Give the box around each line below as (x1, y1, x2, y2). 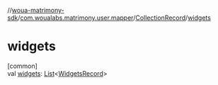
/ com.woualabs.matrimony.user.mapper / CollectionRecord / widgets (17, 13, 211, 22)
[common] (7, 62, 38, 70)
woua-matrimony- (11, 6, 65, 14)
